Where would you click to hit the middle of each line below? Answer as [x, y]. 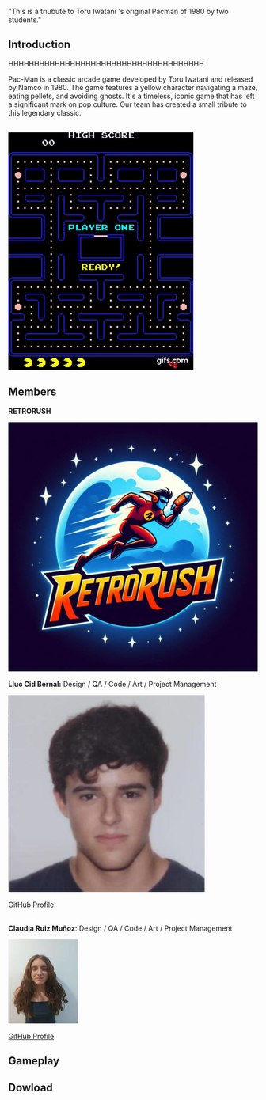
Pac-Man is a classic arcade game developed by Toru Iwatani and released [131, 79]
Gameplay [34, 1061]
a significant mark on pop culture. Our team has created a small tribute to [127, 104]
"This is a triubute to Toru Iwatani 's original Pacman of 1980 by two [119, 11]
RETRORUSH [30, 411]
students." [25, 20]
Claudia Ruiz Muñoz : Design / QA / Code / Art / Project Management [120, 928]
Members [32, 392]
